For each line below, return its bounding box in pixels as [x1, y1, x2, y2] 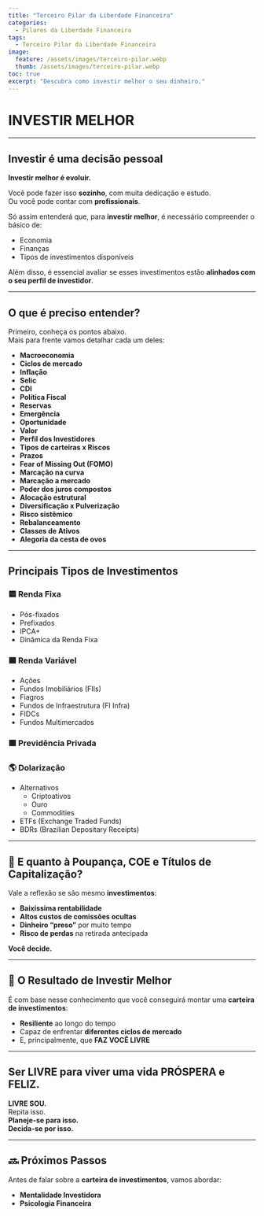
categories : [8, 19, 47, 27]
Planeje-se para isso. [8, 1115, 79, 1125]
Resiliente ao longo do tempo [19, 1018, 116, 1028]
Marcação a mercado [19, 476, 91, 486]
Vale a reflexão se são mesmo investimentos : [8, 889, 157, 898]
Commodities [31, 808, 75, 818]
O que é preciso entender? [8, 306, 141, 320]
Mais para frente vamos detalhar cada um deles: [8, 335, 165, 345]
